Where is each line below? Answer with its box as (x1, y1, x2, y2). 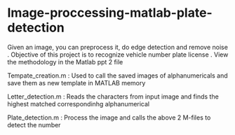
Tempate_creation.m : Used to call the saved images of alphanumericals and (7, 71, 228, 80)
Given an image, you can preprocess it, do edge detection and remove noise (7, 43, 228, 51)
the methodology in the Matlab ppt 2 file (7, 57, 123, 66)
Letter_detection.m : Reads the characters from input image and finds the (7, 92, 219, 101)
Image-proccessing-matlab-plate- (7, 5, 213, 21)
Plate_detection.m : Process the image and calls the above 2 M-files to (7, 113, 211, 122)
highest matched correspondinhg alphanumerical (7, 99, 149, 108)
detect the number (7, 120, 61, 129)
